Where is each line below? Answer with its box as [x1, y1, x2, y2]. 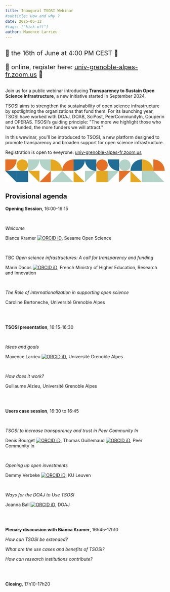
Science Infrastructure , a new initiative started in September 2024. [5, 93, 146, 99]
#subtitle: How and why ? [5, 13, 60, 19]
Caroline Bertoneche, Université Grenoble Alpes [5, 299, 105, 305]
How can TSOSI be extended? [5, 536, 68, 542]
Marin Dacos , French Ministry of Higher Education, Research [5, 264, 158, 270]
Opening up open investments [5, 462, 68, 468]
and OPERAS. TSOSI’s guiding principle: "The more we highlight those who [5, 119, 161, 125]
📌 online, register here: [5, 63, 73, 71]
